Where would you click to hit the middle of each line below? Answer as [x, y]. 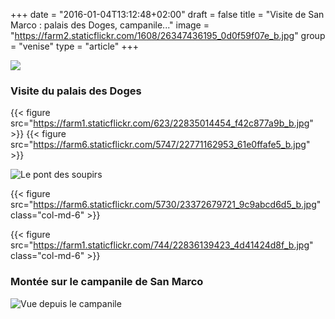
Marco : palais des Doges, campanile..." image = [110, 25]
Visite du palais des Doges [76, 91]
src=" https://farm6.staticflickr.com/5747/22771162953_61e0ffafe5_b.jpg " [160, 145]
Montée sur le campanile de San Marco [107, 282]
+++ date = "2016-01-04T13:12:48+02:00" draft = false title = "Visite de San [167, 14]
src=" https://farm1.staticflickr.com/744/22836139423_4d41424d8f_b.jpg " [162, 245]
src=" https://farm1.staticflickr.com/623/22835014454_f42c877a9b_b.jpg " [162, 123]
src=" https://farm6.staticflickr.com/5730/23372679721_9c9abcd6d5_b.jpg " [166, 205]
